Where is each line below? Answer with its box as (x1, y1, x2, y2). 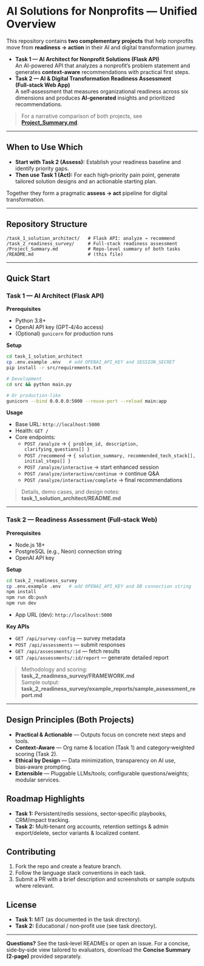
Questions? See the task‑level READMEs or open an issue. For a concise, (6, 940, 190, 947)
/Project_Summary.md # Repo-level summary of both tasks (6, 246, 181, 252)
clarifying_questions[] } (24, 446, 90, 453)
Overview (6, 17, 56, 31)
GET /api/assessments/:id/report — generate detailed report (15, 654, 169, 661)
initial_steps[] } (24, 458, 71, 464)
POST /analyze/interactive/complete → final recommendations (24, 477, 183, 484)
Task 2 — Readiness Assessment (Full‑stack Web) (6, 515, 158, 524)
